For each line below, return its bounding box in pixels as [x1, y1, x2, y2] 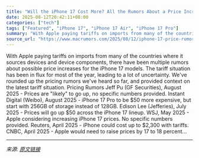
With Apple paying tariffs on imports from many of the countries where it [6, 53, 184, 59]
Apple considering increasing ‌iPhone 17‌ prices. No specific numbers [6, 115, 173, 122]
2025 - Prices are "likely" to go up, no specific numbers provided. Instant [6, 90, 185, 97]
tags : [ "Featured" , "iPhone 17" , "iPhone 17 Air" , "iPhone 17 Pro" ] [6, 25, 179, 31]
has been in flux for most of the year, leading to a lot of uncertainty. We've [6, 72, 188, 78]
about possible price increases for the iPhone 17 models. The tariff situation [6, 65, 191, 72]
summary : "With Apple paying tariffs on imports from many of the [6, 31, 174, 37]
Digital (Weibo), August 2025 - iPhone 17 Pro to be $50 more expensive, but [6, 96, 191, 104]
